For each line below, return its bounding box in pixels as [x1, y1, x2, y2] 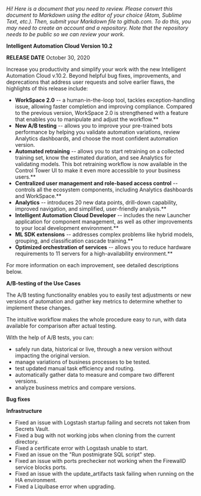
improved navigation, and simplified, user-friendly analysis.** [14, 205, 167, 212]
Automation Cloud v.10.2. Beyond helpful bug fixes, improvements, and [6, 72, 181, 79]
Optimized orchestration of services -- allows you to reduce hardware [14, 244, 191, 250]
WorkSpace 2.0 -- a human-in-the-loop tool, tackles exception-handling [14, 96, 195, 104]
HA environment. [14, 477, 57, 483]
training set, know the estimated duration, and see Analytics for [14, 154, 172, 161]
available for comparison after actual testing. [6, 322, 117, 329]
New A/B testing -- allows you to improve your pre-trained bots [14, 122, 173, 129]
